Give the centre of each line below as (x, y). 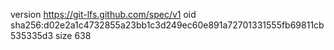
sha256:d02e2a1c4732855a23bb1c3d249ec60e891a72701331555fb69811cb (167, 25)
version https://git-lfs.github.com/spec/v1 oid (103, 14)
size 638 (73, 35)
